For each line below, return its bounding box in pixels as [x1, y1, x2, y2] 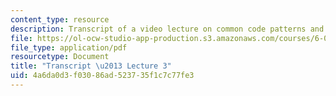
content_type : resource [10, 14, 110, 25]
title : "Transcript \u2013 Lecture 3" [10, 61, 172, 71]
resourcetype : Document [10, 52, 110, 62]
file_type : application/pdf [10, 42, 128, 53]
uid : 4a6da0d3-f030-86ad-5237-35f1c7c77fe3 [10, 71, 195, 81]
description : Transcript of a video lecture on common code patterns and [10, 24, 325, 34]
